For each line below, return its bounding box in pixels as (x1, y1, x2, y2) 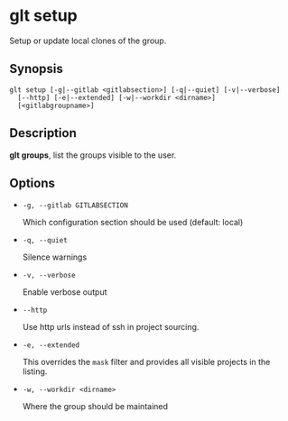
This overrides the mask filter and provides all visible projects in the (22, 357, 271, 368)
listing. (22, 366, 48, 377)
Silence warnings (22, 252, 88, 262)
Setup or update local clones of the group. (9, 35, 167, 46)
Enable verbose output (22, 287, 107, 297)
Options (9, 175, 56, 190)
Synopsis (9, 61, 63, 77)
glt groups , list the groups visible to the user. (9, 150, 177, 160)
